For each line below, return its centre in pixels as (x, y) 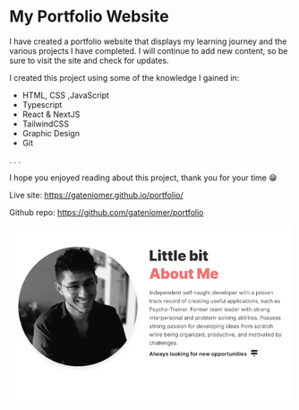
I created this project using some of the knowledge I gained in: (124, 77)
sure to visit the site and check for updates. (89, 60)
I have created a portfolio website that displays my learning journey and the (148, 41)
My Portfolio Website (89, 17)
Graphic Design (51, 133)
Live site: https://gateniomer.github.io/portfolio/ (96, 195)
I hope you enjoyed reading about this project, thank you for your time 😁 (143, 178)
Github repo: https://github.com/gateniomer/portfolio (107, 212)
